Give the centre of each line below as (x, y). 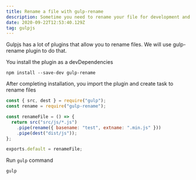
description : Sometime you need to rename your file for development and (98, 17)
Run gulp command (30, 160)
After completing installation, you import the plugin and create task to (90, 84)
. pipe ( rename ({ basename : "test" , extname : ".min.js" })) (89, 128)
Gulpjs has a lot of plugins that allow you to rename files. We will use (89, 45)
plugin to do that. (46, 51)
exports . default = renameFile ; (44, 149)
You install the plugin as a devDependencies (60, 62)
